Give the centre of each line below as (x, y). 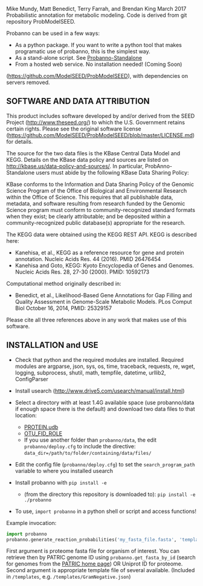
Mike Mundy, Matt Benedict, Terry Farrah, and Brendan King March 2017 (96, 9)
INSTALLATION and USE (52, 345)
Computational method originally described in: (64, 283)
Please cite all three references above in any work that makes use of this (97, 320)
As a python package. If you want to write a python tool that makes (98, 45)
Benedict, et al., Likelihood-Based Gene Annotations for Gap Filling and (103, 295)
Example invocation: (31, 523)
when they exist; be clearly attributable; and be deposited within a (89, 216)
